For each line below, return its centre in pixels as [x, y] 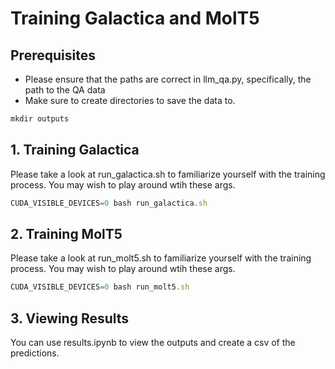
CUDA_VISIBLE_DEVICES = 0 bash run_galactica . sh [109, 203]
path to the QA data [65, 90]
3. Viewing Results [70, 318]
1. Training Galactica [75, 150]
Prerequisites [53, 55]
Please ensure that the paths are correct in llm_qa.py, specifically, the [168, 79]
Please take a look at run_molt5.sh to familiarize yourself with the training [161, 258]
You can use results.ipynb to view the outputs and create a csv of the [153, 343]
